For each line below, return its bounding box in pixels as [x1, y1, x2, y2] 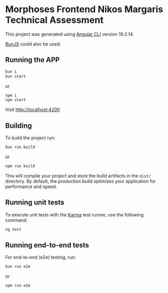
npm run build [5, 163, 36, 168]
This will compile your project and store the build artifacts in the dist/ [5, 172, 151, 178]
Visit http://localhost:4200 [5, 106, 60, 113]
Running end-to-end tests [5, 241, 89, 249]
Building [5, 121, 32, 130]
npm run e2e [5, 283, 30, 288]
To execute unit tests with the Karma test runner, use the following [5, 211, 144, 217]
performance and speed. [5, 184, 57, 190]
